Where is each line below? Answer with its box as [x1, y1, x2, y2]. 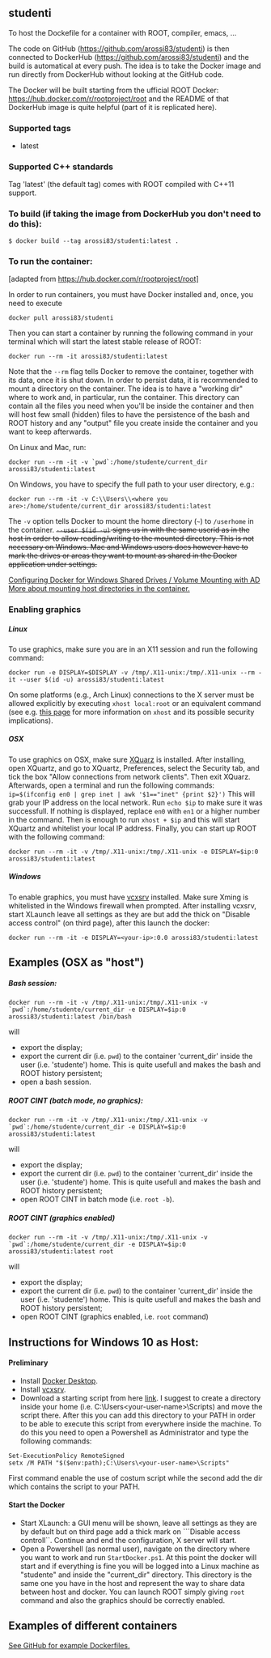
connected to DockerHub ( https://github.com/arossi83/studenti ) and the [8, 52, 249, 62]
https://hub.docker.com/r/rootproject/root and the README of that [8, 93, 229, 104]
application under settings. [8, 559, 98, 569]
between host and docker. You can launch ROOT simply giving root [19, 1587, 245, 1596]
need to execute [8, 299, 63, 308]
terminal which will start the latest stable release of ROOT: [8, 337, 201, 346]
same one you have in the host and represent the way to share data [19, 1578, 245, 1588]
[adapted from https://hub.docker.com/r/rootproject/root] [8, 274, 200, 283]
